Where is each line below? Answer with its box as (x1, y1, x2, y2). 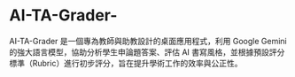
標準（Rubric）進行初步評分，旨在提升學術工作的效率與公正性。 (9, 58, 243, 68)
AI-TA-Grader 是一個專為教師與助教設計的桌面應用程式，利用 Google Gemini (9, 35, 287, 46)
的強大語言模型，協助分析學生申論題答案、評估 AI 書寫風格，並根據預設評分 (9, 46, 285, 58)
